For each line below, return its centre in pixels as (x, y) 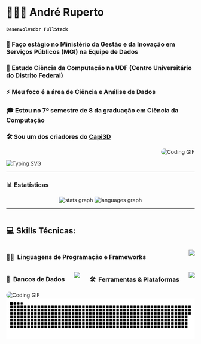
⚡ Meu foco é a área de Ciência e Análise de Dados (81, 92)
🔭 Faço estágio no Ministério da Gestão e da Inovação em (91, 44)
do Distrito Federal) (35, 75)
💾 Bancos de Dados (36, 279)
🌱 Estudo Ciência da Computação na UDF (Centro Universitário (99, 68)
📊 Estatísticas (28, 185)
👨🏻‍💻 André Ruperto (55, 12)
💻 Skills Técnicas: (41, 231)
